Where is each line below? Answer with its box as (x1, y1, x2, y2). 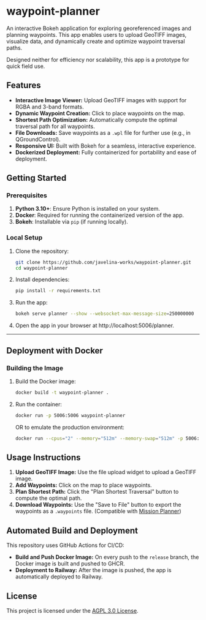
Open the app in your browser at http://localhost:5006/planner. (15, 322, 175, 329)
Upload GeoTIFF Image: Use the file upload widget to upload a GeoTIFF (15, 469, 197, 476)
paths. (6, 44, 23, 51)
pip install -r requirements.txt (15, 288, 101, 294)
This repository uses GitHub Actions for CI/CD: (6, 542, 124, 549)
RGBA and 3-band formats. (15, 103, 84, 110)
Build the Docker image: (15, 377, 77, 385)
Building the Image (6, 363, 63, 372)
